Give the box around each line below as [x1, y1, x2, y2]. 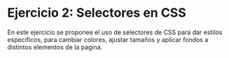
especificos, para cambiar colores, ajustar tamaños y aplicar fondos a [7, 35, 209, 43]
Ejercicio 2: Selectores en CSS [7, 5, 187, 21]
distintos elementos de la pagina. [7, 43, 103, 51]
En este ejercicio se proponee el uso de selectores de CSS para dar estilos [7, 28, 223, 36]
